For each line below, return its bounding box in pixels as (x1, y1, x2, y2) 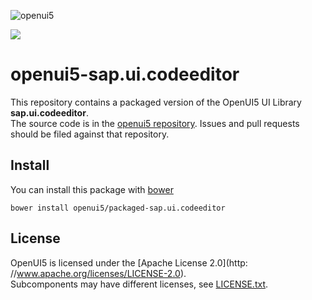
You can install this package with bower (10, 183, 174, 195)
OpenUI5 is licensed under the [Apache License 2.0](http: (10, 256, 248, 269)
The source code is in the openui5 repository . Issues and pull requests (10, 117, 300, 129)
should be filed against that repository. (10, 128, 170, 140)
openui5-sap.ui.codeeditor (10, 63, 240, 86)
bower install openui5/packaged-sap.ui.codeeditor (10, 203, 226, 213)
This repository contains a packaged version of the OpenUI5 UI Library (10, 96, 302, 108)
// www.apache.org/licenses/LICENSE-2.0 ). (10, 267, 187, 279)
